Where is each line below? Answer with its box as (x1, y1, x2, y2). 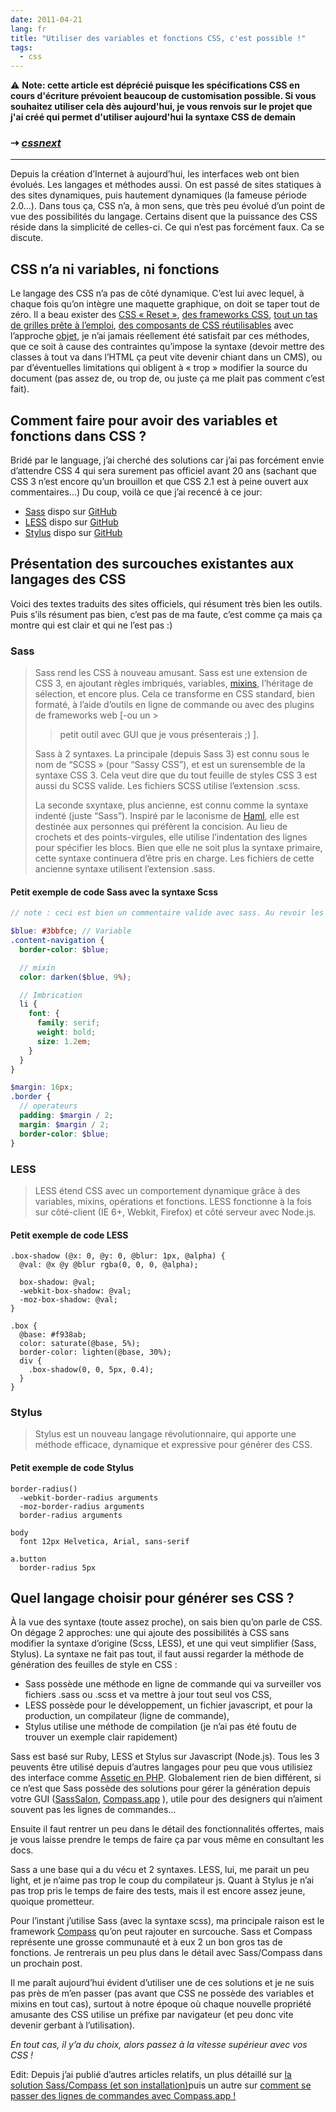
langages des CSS (10, 571, 127, 588)
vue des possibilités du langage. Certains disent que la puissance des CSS (10, 211, 318, 223)
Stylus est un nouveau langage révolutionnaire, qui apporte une (34, 1428, 297, 1440)
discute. (10, 232, 44, 244)
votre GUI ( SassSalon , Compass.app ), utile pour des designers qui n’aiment (10, 1793, 323, 1805)
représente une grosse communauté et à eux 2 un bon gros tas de (10, 1936, 283, 1948)
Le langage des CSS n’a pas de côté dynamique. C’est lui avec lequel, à (10, 287, 305, 300)
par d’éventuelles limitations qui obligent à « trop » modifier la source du (10, 362, 308, 374)
